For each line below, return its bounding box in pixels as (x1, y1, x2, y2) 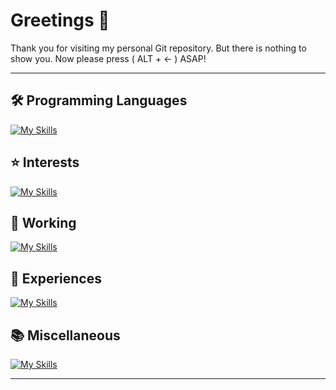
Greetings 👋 (10, 9, 110, 32)
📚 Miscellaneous (10, 327, 121, 344)
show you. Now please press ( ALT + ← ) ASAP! (10, 52, 207, 64)
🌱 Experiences (10, 270, 102, 287)
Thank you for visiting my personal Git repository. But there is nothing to (10, 42, 307, 54)
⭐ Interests (10, 154, 80, 171)
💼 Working (10, 214, 77, 231)
